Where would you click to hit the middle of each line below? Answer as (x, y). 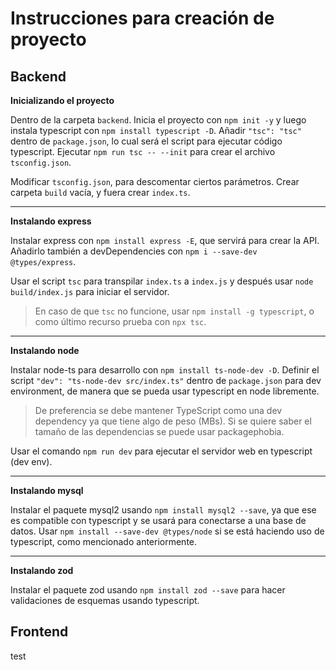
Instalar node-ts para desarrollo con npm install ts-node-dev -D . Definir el (165, 370)
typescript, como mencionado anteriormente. (104, 541)
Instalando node (45, 350)
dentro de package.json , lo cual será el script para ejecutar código (146, 141)
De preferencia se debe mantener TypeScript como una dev (158, 410)
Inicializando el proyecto (62, 100)
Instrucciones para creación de (142, 18)
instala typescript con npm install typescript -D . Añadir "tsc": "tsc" (156, 130)
